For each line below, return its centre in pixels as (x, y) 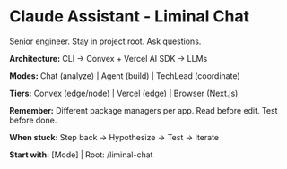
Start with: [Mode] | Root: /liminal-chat (81, 155)
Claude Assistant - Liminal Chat (129, 17)
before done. (33, 120)
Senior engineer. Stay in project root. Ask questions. (105, 41)
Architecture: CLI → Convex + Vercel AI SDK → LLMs (109, 58)
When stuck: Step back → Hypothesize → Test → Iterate (114, 137)
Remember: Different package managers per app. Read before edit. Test (143, 110)
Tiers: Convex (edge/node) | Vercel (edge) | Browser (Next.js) (124, 93)
